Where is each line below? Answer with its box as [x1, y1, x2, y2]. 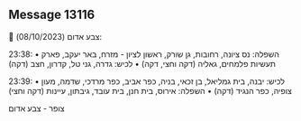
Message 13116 [8, 7, 96, 23]
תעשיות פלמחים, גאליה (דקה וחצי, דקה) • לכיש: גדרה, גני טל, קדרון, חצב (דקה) [8, 58, 277, 69]
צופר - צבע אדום [8, 103, 65, 114]
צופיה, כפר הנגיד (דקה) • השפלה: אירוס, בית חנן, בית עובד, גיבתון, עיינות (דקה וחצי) [8, 85, 292, 96]
